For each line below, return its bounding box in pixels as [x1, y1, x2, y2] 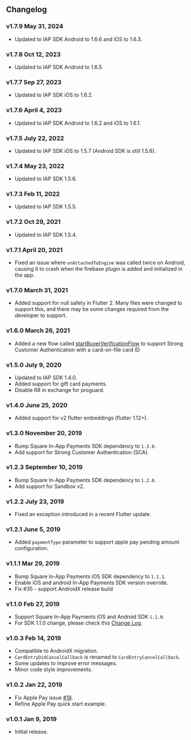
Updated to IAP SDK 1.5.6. [14, 175, 77, 182]
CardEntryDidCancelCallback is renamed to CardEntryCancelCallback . [14, 653, 180, 661]
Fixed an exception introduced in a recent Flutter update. [14, 511, 151, 518]
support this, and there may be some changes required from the [14, 306, 169, 313]
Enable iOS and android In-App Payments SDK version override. [14, 579, 168, 586]
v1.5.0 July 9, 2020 [6, 360, 62, 369]
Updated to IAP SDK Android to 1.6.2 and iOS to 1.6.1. [14, 120, 141, 127]
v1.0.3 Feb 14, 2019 [6, 634, 61, 642]
